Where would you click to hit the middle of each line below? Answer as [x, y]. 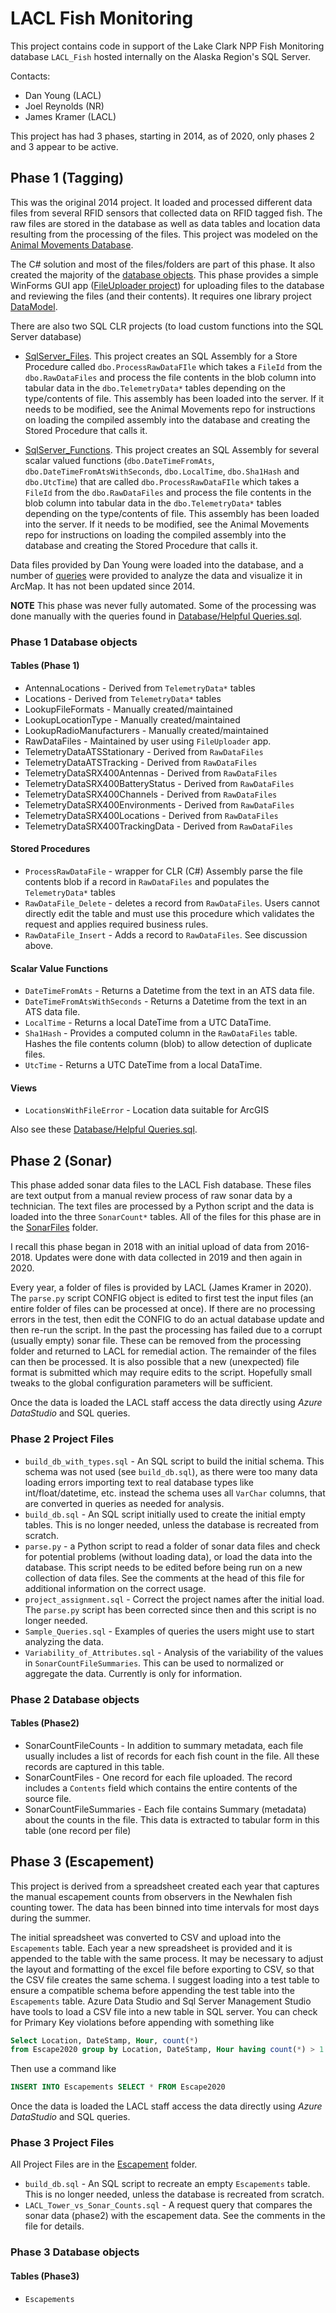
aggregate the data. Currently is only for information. [133, 1673]
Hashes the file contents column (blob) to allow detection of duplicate [168, 1044]
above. [39, 946]
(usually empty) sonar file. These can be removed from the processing [156, 1341]
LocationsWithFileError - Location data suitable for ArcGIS [147, 1110]
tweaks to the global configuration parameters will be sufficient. [141, 1383]
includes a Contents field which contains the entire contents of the [161, 1788]
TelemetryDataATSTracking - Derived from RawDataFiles [141, 762]
